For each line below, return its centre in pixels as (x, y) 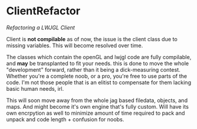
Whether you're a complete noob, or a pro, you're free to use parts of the (97, 76)
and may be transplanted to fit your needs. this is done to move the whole (98, 63)
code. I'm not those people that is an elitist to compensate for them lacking (99, 82)
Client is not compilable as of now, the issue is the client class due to (92, 39)
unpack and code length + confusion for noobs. (65, 119)
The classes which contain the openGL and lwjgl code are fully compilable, (99, 57)
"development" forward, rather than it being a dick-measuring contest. (93, 69)
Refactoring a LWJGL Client (41, 27)
